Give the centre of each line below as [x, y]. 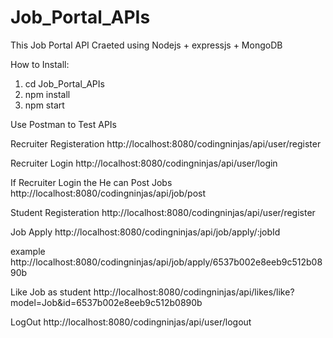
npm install [47, 94]
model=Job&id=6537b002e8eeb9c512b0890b [106, 302]
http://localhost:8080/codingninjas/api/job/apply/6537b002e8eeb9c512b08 [166, 262]
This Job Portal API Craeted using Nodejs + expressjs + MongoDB [146, 45]
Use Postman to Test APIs [64, 124]
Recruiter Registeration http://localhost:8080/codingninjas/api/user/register [166, 143]
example [28, 251]
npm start [44, 105]
